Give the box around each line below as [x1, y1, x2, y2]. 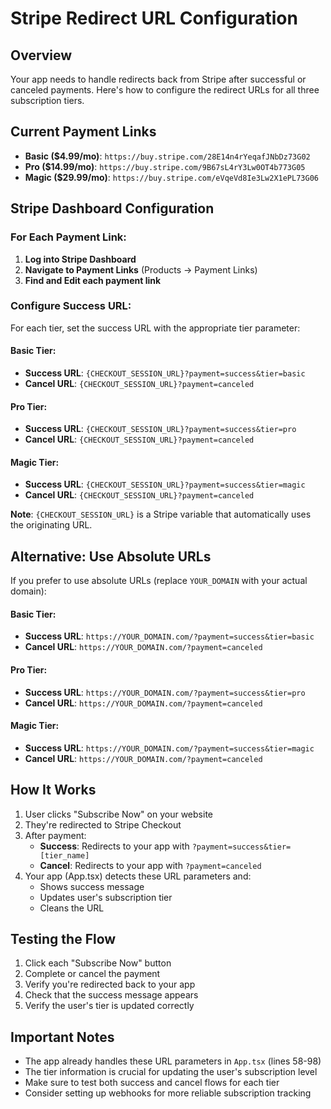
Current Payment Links [10, 123, 157, 141]
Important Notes [10, 1028, 115, 1046]
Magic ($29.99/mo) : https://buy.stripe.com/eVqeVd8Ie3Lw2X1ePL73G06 [24, 171, 319, 183]
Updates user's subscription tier [39, 891, 173, 903]
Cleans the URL [39, 902, 105, 914]
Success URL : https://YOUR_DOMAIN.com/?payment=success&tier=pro [24, 686, 306, 698]
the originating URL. [10, 519, 93, 531]
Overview [10, 47, 73, 64]
